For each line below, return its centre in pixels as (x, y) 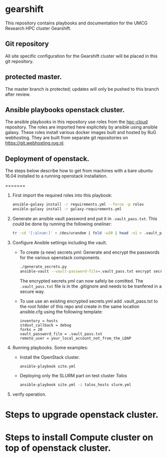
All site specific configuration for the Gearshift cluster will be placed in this (81, 56)
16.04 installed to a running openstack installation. (56, 176)
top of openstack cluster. (58, 448)
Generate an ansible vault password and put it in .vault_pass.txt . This (85, 218)
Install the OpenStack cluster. (50, 357)
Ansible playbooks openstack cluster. (65, 110)
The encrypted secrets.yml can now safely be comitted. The (81, 281)
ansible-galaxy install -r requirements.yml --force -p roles (78, 205)
